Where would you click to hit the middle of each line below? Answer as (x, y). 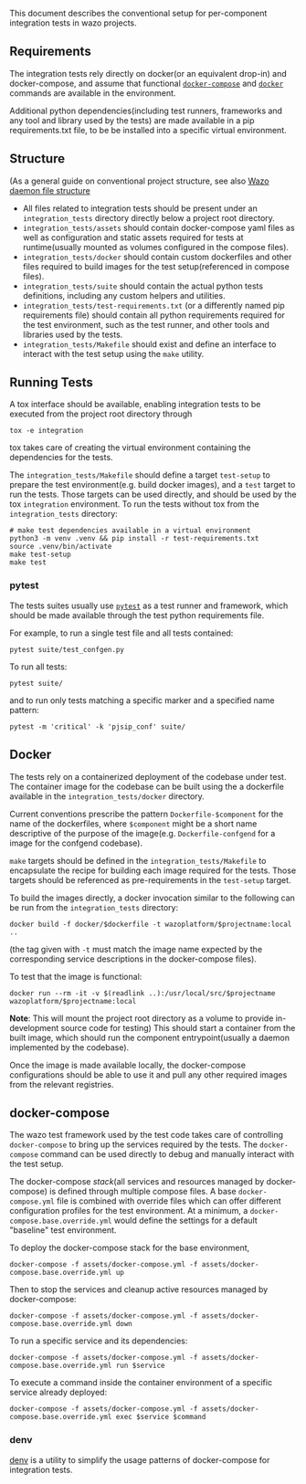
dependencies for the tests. (61, 458)
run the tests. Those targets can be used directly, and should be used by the (153, 495)
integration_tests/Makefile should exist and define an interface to (149, 344)
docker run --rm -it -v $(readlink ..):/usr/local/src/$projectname (142, 993)
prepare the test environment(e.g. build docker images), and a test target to (153, 485)
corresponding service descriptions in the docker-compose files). (133, 959)
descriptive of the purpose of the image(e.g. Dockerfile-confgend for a (142, 833)
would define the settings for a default (185, 1221)
